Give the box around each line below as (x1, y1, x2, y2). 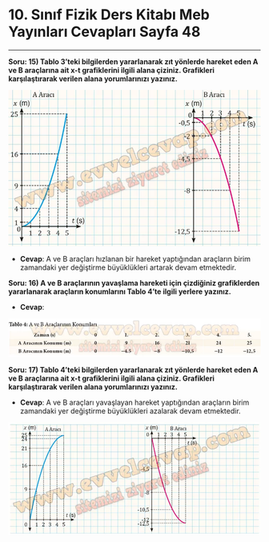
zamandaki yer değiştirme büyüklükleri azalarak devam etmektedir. (19, 406, 242, 416)
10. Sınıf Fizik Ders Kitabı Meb (8, 6, 210, 24)
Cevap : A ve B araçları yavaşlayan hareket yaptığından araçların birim (19, 397, 250, 407)
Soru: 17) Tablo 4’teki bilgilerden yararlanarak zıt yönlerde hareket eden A (8, 365, 259, 375)
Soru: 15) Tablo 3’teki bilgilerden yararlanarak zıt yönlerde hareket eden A (8, 56, 259, 66)
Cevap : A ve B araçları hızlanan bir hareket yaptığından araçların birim (19, 255, 251, 264)
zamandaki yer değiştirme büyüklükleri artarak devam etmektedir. (19, 263, 237, 272)
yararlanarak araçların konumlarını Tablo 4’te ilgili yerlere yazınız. (8, 287, 231, 296)
